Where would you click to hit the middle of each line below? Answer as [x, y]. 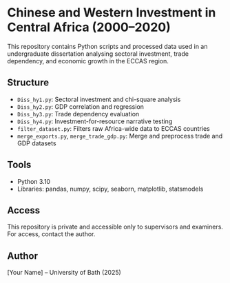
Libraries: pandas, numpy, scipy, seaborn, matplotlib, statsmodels [110, 189]
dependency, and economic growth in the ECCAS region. [88, 61]
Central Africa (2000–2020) [89, 27]
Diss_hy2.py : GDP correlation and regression [81, 106]
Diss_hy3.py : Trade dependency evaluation [78, 114]
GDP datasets [36, 143]
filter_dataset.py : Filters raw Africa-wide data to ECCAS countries [113, 128]
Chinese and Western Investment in [112, 13]
